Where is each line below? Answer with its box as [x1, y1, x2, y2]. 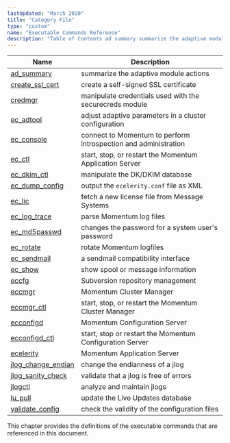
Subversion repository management [81, 276, 196, 286]
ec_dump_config [10, 181, 64, 190]
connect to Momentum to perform [81, 131, 190, 140]
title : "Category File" [7, 16, 75, 23]
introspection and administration [81, 139, 186, 149]
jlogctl [10, 382, 31, 392]
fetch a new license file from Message [81, 192, 204, 202]
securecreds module [81, 100, 148, 110]
